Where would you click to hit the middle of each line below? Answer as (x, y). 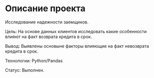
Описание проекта (45, 9)
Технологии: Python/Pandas (34, 60)
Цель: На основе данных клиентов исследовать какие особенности (76, 31)
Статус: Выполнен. (25, 70)
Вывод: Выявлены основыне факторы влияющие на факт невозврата (77, 46)
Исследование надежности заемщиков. (47, 22)
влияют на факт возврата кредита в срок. (48, 37)
